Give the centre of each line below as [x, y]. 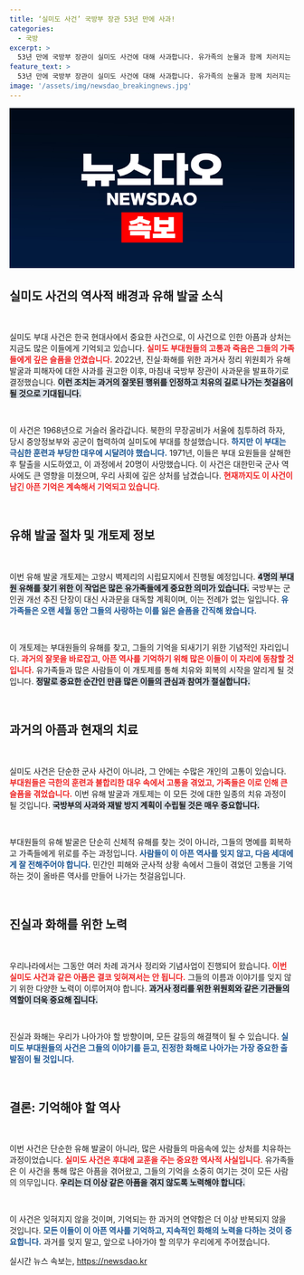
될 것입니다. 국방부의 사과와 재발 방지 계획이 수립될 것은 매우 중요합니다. [135, 804]
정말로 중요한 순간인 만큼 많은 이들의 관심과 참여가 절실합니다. [143, 681]
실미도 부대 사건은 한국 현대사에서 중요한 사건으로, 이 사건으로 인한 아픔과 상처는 [151, 337]
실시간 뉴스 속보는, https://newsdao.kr [78, 1261]
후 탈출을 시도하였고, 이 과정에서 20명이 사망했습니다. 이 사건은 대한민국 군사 [144, 464]
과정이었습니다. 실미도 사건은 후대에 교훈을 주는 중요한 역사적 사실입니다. [137, 1160]
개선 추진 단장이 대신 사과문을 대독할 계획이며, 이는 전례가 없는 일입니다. [152, 599]
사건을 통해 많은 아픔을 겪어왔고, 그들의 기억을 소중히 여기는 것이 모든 [150, 1171]
